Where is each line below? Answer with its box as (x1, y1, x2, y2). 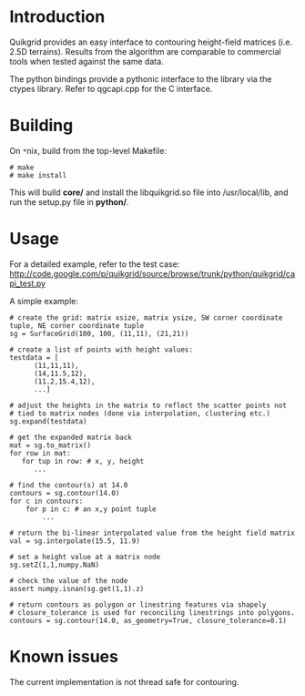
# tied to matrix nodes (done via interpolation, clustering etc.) (9, 408, 271, 418)
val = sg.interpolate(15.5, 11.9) (9, 536, 141, 546)
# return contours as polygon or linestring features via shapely (9, 599, 267, 609)
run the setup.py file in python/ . (9, 196, 129, 207)
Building (9, 116, 74, 136)
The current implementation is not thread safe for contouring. (9, 676, 239, 687)
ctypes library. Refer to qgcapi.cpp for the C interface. (9, 83, 213, 94)
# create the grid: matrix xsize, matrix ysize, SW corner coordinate (9, 312, 283, 322)
